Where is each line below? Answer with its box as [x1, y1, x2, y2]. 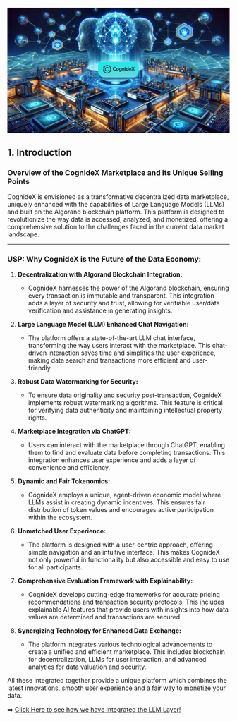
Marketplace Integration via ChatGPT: [17, 428, 131, 436]
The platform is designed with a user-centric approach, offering [28, 540, 214, 549]
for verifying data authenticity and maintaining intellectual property [28, 406, 223, 415]
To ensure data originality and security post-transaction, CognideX [28, 391, 222, 399]
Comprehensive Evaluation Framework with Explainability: [17, 576, 193, 586]
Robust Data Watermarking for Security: [17, 377, 139, 386]
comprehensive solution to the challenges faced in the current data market [7, 223, 224, 231]
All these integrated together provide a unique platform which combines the [7, 677, 227, 685]
